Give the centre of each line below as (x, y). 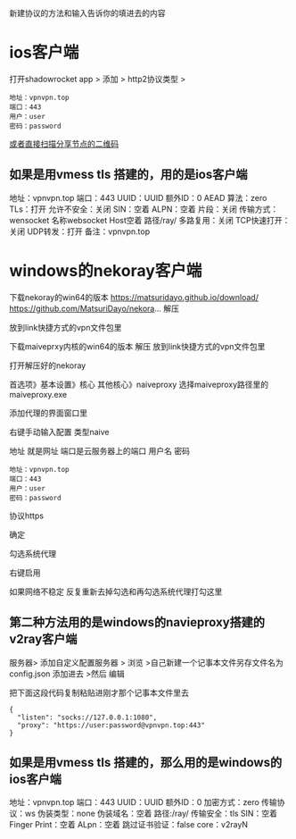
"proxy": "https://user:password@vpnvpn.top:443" (111, 725)
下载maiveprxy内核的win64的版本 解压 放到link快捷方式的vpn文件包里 (137, 346)
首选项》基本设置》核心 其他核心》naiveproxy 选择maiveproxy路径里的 (139, 384)
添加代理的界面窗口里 (48, 413)
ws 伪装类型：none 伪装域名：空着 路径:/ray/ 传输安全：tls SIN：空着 (151, 814)
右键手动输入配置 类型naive (59, 432)
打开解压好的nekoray (48, 365)
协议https (27, 516)
